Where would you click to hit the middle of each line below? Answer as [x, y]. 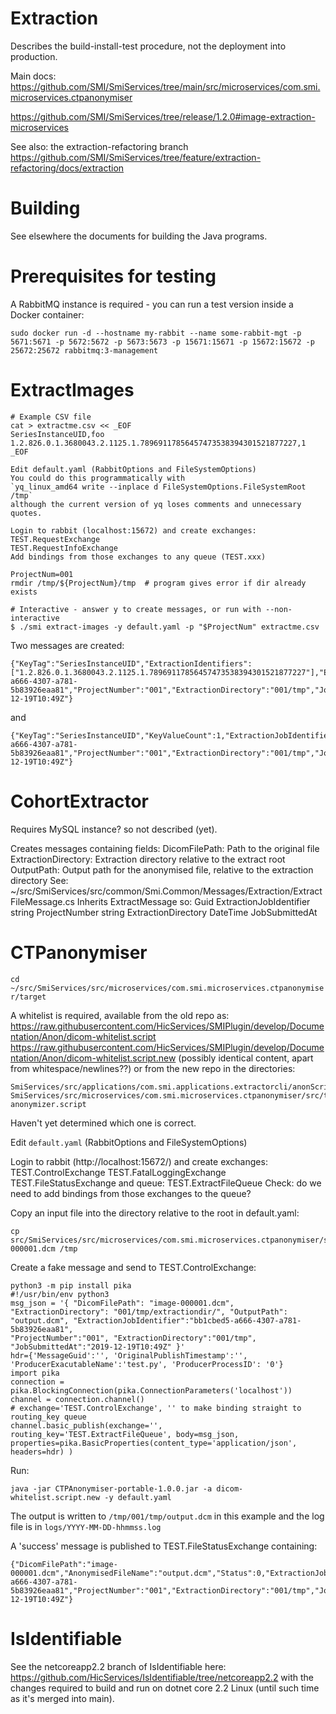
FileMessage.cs [42, 901]
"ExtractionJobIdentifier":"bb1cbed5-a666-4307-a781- [187, 1320]
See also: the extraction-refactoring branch [99, 146]
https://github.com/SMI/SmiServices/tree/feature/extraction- [136, 157]
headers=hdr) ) [42, 1452]
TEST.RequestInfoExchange [64, 548]
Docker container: [47, 314]
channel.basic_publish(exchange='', [86, 1425]
